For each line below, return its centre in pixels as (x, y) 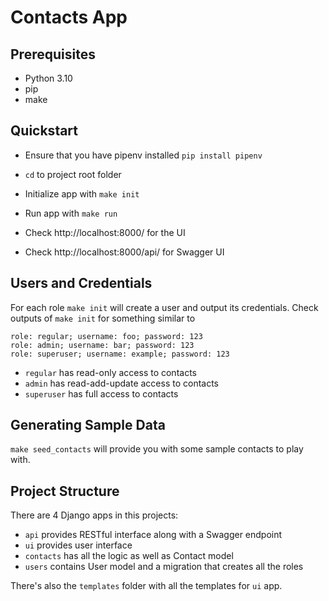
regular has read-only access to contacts (110, 372)
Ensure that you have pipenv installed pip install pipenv (143, 155)
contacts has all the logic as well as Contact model (129, 556)
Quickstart (44, 131)
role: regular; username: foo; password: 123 (106, 336)
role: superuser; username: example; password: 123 (120, 354)
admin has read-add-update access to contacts (121, 383)
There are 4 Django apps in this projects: (94, 515)
